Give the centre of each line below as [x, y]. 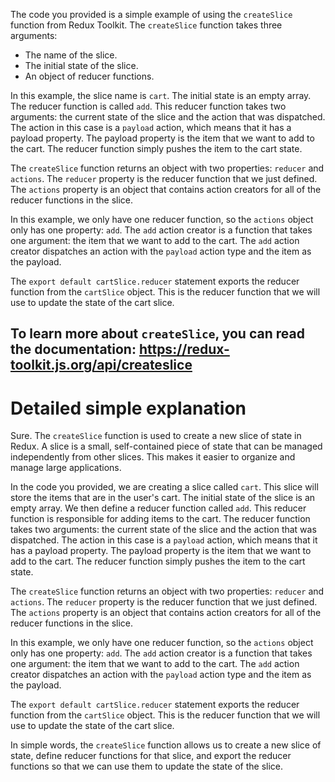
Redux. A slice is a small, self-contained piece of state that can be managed [166, 446]
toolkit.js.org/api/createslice [101, 365]
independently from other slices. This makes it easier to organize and [153, 457]
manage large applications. [66, 468]
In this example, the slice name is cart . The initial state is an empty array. [161, 95]
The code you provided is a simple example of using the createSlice [151, 14]
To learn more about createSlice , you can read [157, 334]
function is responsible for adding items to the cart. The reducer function [160, 519]
